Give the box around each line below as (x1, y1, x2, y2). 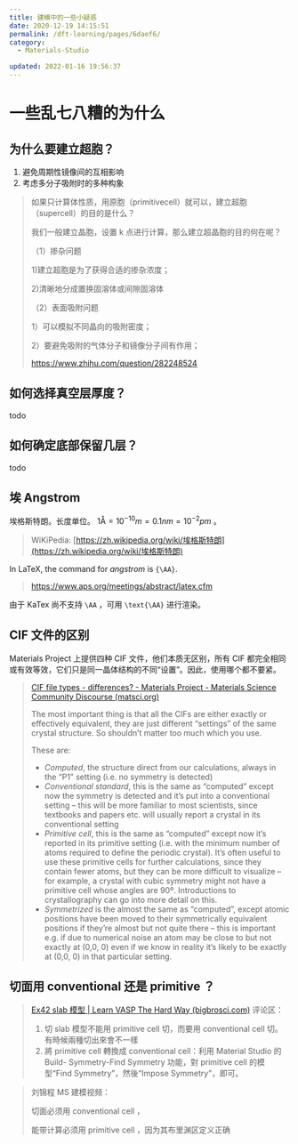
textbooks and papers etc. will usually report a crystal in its (44, 809, 261, 819)
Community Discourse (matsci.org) (30, 691, 160, 702)
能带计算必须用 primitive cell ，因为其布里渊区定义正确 (30, 1124, 231, 1135)
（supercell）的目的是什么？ (30, 208, 136, 218)
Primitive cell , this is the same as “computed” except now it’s (44, 828, 267, 839)
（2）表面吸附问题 (30, 302, 100, 312)
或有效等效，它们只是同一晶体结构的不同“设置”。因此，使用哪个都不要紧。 (9, 664, 282, 674)
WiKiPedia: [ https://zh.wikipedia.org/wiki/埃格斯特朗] (30, 535, 225, 545)
